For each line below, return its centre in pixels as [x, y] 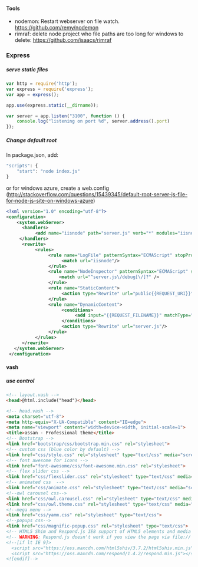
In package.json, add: [32, 155]
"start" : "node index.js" [49, 172]
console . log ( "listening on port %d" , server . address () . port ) [93, 121]
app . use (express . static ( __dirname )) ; [52, 105]
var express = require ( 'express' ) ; [50, 89]
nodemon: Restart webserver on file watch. [67, 21]
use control [20, 381]
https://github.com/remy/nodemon [57, 28]
